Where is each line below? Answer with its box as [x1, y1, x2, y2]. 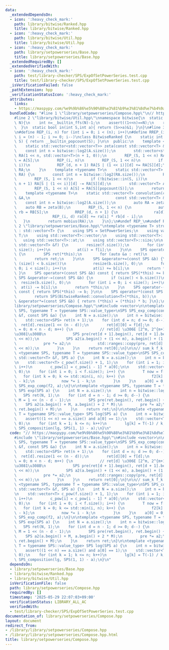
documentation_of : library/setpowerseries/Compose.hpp [5, 614, 123, 619]
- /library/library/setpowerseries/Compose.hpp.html [5, 632, 118, 637]
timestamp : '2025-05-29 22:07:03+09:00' [10, 595, 96, 600]
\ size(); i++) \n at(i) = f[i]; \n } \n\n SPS [14, 247, 147, 252]
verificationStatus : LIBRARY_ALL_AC [10, 599, 87, 605]
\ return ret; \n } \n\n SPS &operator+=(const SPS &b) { [14, 256, 163, 262]
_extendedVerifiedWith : [10, 64, 59, 69]
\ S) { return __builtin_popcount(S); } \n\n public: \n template [14, 139, 161, 144]
